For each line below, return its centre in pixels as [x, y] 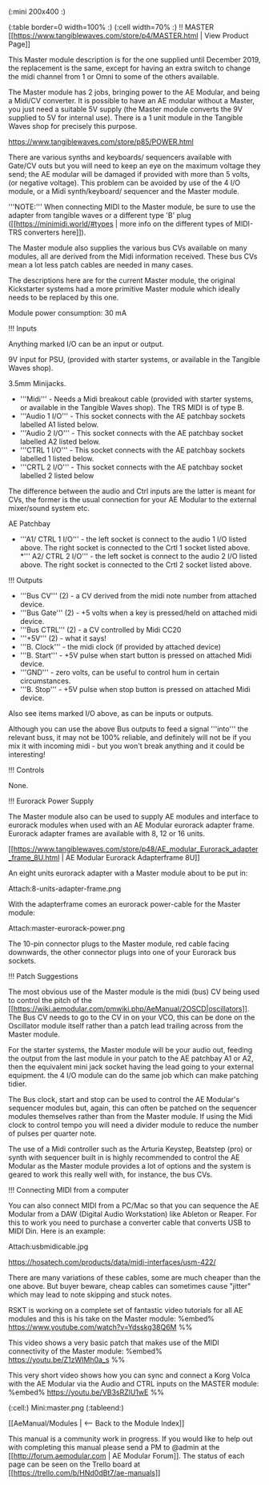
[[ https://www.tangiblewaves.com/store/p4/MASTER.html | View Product [128, 36]
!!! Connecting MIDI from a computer [69, 1190]
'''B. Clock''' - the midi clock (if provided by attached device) [120, 647]
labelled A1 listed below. [59, 425]
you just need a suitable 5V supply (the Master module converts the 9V [125, 109]
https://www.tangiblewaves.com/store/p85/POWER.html [101, 142]
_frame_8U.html [34, 857]
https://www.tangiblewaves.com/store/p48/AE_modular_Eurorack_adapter [136, 849]
